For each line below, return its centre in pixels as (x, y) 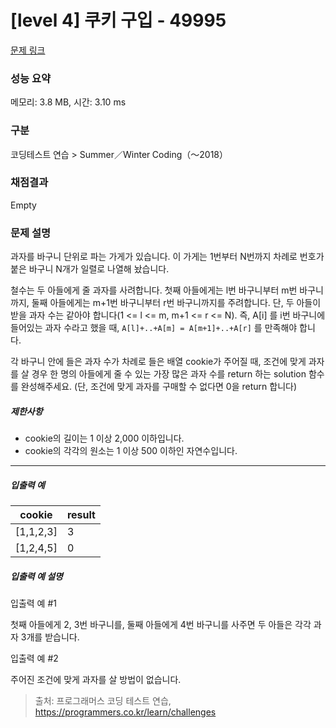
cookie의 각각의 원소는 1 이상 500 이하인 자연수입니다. (131, 451)
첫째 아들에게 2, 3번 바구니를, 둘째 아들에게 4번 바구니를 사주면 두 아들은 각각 (161, 625)
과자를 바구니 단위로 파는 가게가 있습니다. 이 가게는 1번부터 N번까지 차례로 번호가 (167, 257)
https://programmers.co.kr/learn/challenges (125, 712)
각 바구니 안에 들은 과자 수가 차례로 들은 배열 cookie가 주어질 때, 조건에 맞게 (158, 362)
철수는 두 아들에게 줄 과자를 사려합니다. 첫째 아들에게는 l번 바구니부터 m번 (154, 290)
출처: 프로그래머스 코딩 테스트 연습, (103, 701)
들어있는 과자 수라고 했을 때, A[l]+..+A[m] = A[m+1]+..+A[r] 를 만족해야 (154, 328)
